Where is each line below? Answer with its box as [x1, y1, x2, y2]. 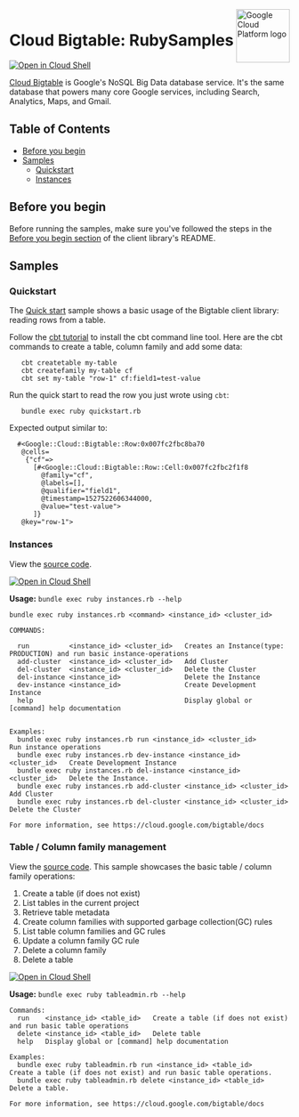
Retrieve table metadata [21, 907, 110, 918]
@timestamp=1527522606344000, [41, 494, 153, 504]
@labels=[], [41, 479, 86, 488]
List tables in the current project [21, 897, 140, 908]
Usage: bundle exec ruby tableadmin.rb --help [9, 988, 186, 1000]
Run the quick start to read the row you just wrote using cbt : [9, 390, 230, 401]
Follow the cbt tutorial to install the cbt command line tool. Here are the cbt [9, 332, 283, 343]
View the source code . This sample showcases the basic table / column [9, 861, 272, 871]
